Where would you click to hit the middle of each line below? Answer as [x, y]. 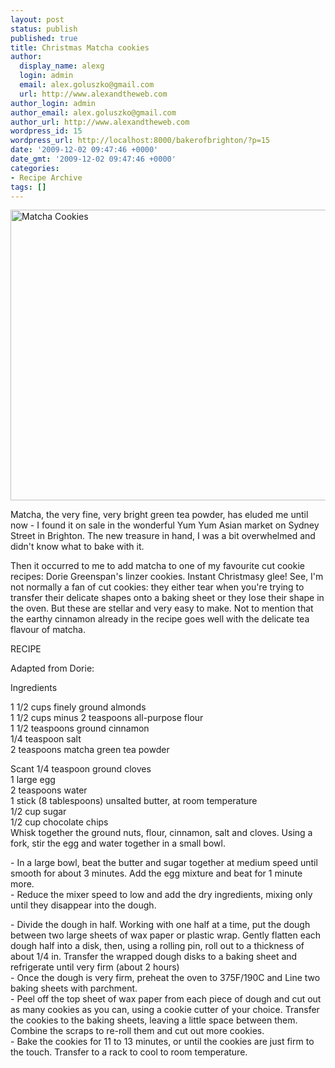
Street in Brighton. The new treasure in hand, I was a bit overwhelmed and [163, 536]
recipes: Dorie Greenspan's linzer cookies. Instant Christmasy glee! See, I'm [167, 577]
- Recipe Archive [46, 177]
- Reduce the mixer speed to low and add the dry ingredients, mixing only [161, 895]
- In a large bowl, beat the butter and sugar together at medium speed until [164, 863]
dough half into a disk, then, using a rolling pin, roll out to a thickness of [157, 946]
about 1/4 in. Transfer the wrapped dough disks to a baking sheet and [154, 957]
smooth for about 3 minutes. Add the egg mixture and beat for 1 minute [156, 873]
